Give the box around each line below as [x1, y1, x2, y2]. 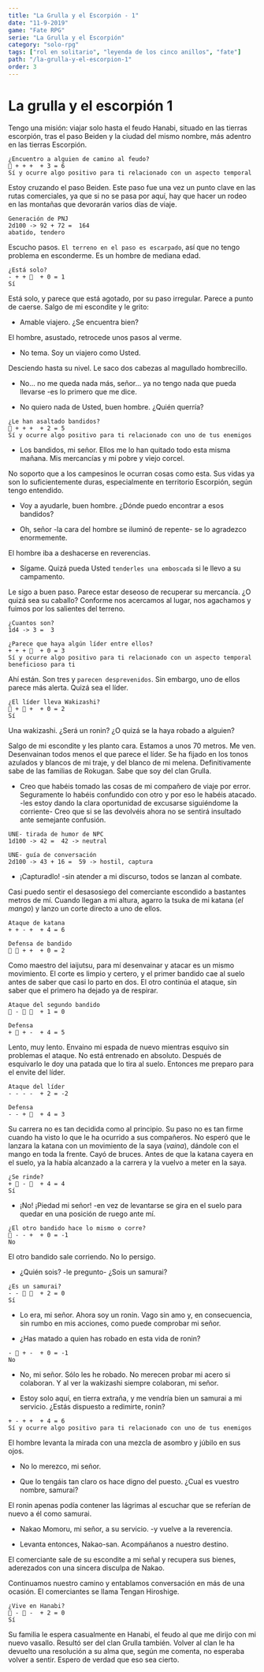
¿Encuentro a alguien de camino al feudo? [8, 155, 150, 163]
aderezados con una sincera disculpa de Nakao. [8, 1563, 165, 1573]
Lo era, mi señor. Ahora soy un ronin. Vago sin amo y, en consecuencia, [19, 1310, 253, 1319]
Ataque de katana [8, 918, 65, 927]
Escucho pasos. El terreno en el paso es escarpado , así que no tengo [8, 242, 240, 252]
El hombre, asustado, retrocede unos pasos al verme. [8, 332, 182, 342]
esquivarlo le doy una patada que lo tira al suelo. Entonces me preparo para [8, 1059, 255, 1068]
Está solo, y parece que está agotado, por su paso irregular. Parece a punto [8, 294, 254, 303]
